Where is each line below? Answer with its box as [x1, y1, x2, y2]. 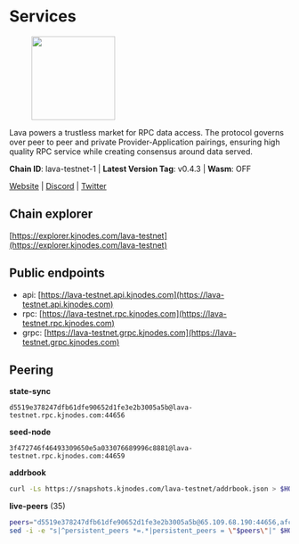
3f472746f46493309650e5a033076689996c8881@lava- [9, 444, 193, 453]
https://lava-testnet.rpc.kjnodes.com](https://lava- [41, 308, 227, 318]
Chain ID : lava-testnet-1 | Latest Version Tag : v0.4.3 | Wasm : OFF [9, 163, 252, 174]
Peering [9, 362, 54, 377]
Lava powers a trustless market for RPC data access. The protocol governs [9, 127, 285, 137]
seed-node [9, 426, 52, 438]
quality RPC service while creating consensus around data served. [9, 145, 254, 157]
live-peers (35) [9, 501, 66, 512]
